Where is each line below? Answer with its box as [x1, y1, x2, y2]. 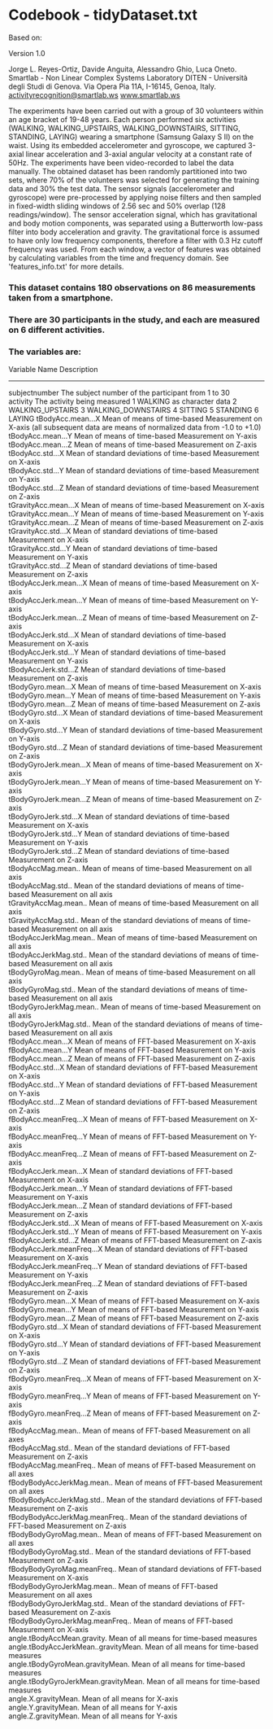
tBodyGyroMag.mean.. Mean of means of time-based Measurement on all [8, 967, 256, 978]
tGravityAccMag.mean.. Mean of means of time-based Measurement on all [8, 898, 259, 908]
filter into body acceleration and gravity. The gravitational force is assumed [8, 226, 260, 237]
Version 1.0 [8, 48, 45, 58]
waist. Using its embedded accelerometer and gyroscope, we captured [8, 140, 246, 150]
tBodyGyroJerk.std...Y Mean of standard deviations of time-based [8, 829, 230, 839]
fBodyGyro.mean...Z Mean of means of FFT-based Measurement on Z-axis [8, 1313, 259, 1324]
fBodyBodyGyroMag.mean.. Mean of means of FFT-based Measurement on [8, 1530, 262, 1539]
